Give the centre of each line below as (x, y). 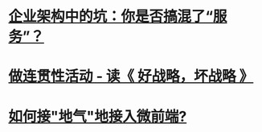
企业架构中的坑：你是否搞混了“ (111, 16)
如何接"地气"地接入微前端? (98, 116)
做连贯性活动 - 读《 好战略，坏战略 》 (131, 76)
